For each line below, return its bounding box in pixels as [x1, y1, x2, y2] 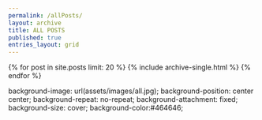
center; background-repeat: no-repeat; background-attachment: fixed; [8, 95, 238, 104]
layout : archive [8, 19, 62, 27]
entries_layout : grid [8, 41, 80, 49]
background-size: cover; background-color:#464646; [8, 103, 184, 113]
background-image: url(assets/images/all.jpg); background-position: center [8, 86, 254, 96]
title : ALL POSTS [8, 26, 65, 34]
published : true [8, 33, 62, 42]
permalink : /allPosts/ [8, 11, 83, 20]
